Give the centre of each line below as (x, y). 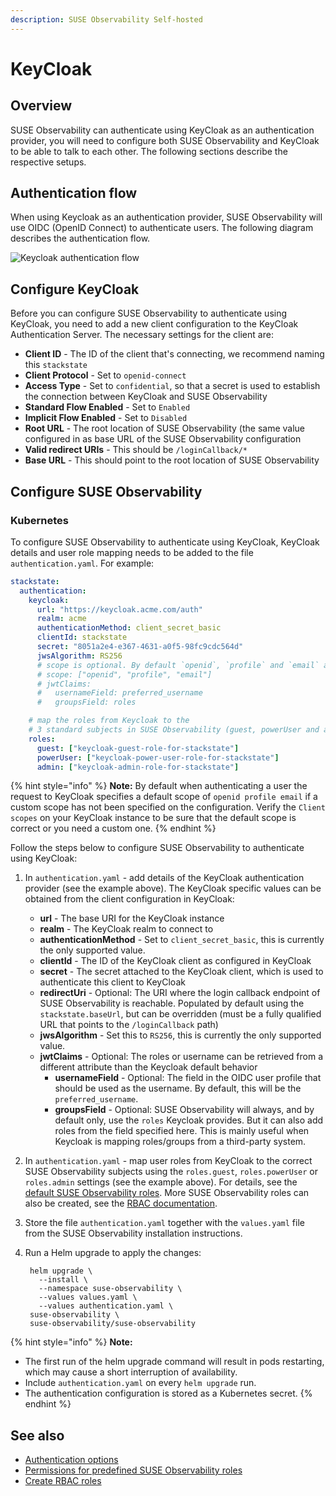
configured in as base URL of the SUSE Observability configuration (163, 439)
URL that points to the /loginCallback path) (129, 1025)
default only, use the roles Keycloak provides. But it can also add (189, 1120)
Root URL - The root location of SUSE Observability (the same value (165, 428)
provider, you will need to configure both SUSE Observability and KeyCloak (165, 140)
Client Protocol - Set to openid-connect (105, 375)
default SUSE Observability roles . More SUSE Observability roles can (167, 1193)
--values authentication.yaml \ (106, 1306)
